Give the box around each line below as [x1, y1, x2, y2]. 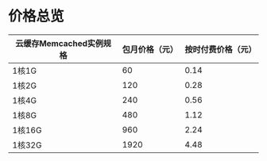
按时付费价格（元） [184, 44, 257, 55]
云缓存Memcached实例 [15, 37, 104, 48]
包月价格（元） [122, 44, 179, 55]
